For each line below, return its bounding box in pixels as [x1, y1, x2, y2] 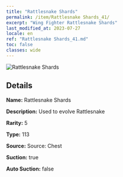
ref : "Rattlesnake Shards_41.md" [6, 36, 89, 42]
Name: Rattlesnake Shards [6, 96, 72, 104]
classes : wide [6, 47, 41, 53]
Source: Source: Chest [6, 142, 62, 149]
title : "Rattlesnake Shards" [6, 8, 78, 15]
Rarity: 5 [6, 119, 28, 126]
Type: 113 [6, 131, 30, 138]
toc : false [6, 42, 33, 48]
